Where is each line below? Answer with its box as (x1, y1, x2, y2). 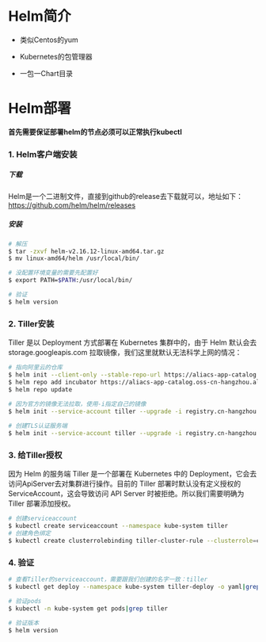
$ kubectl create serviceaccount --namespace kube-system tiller (8, 522, 228, 530)
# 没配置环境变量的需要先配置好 (8, 269, 98, 277)
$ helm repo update (8, 385, 73, 393)
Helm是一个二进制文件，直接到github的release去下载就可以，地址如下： (8, 191, 244, 201)
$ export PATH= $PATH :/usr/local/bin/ (8, 277, 133, 285)
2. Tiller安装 (8, 318, 55, 329)
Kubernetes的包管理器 (19, 52, 93, 61)
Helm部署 (8, 100, 71, 117)
